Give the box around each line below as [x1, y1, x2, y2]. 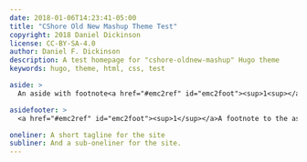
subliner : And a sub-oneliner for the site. [9, 138, 182, 148]
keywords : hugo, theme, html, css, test [9, 65, 166, 74]
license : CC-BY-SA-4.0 [9, 38, 96, 48]
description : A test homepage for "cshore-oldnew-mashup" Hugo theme [9, 56, 281, 65]
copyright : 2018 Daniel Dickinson [9, 30, 142, 39]
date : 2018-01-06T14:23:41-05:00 [9, 13, 137, 23]
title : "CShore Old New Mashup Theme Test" [9, 22, 178, 31]
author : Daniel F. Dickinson [9, 47, 121, 56]
